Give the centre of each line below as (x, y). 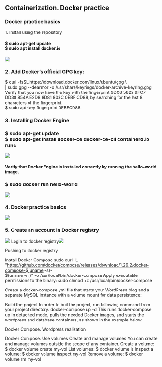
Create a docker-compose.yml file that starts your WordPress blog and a (77, 290)
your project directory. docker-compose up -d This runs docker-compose (78, 309)
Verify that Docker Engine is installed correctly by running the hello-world (81, 167)
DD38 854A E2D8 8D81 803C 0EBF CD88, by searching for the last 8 (74, 98)
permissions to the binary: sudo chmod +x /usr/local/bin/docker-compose (79, 280)
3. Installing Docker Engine (37, 121)
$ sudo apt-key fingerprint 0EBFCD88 (43, 108)
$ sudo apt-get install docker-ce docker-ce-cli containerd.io (77, 139)
